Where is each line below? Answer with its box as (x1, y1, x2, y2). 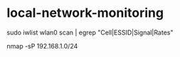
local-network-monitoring (6, 5, 164, 21)
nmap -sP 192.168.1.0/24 (6, 42, 78, 50)
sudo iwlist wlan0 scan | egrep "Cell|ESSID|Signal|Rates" (6, 28, 174, 37)
